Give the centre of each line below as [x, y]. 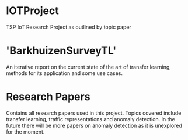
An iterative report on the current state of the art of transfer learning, [88, 67]
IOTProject [33, 11]
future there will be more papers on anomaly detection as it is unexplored [94, 125]
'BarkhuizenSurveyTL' [61, 51]
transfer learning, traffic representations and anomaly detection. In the [90, 119]
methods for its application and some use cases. [64, 73]
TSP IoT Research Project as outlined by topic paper [69, 27]
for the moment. [25, 132]
